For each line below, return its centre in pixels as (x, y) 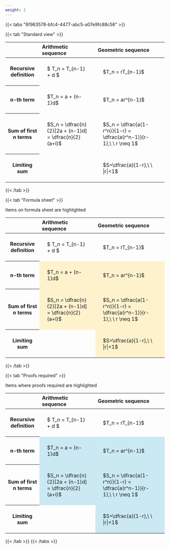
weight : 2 (16, 10)
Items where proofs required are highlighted (51, 385)
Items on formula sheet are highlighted (46, 210)
